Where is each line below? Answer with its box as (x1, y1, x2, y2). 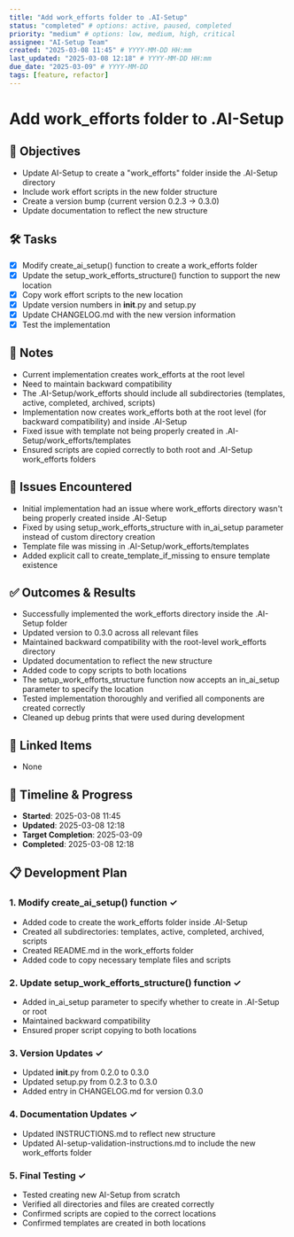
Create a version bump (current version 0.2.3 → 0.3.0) (21, 196, 220, 206)
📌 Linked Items (9, 737, 92, 753)
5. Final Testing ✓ (9, 1169, 87, 1181)
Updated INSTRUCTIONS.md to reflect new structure (21, 1128, 216, 1139)
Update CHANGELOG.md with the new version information (21, 309, 236, 320)
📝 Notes (9, 346, 54, 361)
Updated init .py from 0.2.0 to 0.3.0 (21, 1067, 149, 1078)
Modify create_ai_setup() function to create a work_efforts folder (21, 260, 259, 270)
